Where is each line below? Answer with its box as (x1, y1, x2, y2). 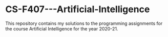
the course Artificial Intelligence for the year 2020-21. (5, 25, 118, 31)
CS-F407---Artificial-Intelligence (5, 4, 150, 15)
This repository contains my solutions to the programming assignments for (5, 20, 163, 26)
